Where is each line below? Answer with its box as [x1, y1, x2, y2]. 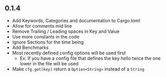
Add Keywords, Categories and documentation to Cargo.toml [12, 17, 141, 23]
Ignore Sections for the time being [12, 39, 84, 45]
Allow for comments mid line [12, 23, 72, 29]
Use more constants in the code [12, 33, 79, 40]
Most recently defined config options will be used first [12, 50, 126, 56]
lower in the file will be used [19, 60, 78, 66]
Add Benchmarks [12, 44, 49, 50]
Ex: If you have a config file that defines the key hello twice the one [19, 55, 161, 61]
